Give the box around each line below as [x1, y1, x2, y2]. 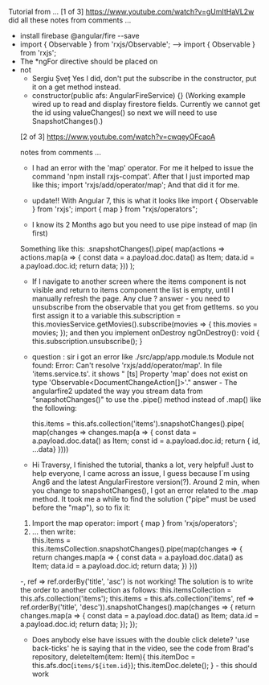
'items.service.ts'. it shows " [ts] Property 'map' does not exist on [31, 369, 248, 379]
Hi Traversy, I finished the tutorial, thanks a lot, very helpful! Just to [31, 460, 255, 470]
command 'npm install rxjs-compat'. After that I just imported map [31, 172, 251, 181]
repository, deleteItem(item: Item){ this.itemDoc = [31, 652, 196, 662]
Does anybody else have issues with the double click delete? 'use [31, 635, 250, 644]
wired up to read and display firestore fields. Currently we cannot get [31, 100, 261, 109]
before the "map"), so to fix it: [31, 502, 131, 512]
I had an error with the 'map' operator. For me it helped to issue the [31, 163, 255, 172]
